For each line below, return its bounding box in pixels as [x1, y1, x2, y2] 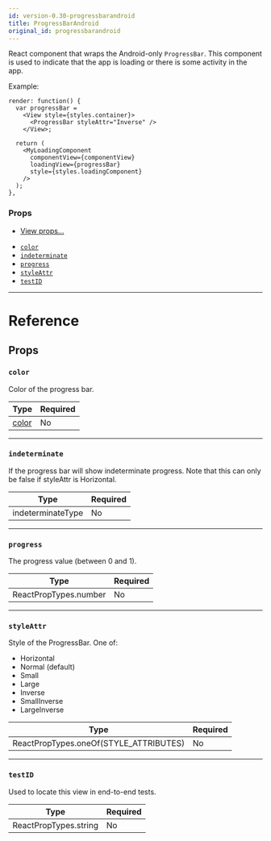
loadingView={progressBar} [29, 160, 121, 169]
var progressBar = [15, 104, 78, 113]
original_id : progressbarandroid [8, 27, 121, 35]
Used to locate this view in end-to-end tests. [8, 787, 156, 797]
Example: [8, 81, 40, 91]
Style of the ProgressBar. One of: [8, 638, 119, 647]
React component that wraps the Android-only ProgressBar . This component [8, 49, 262, 59]
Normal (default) [19, 662, 75, 672]
